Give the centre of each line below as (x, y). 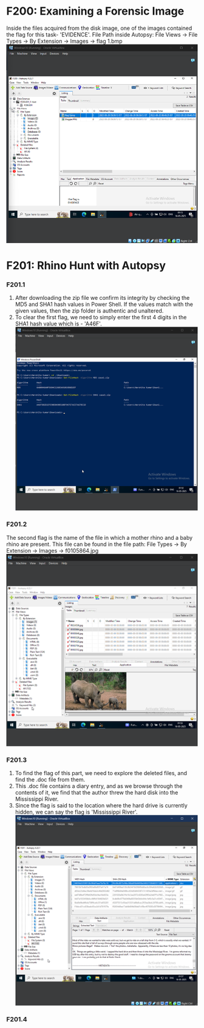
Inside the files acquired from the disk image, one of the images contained (99, 28)
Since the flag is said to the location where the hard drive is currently (101, 806)
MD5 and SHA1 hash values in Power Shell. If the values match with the (104, 304)
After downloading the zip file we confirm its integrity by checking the (102, 298)
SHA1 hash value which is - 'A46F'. (58, 324)
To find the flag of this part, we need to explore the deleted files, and (101, 773)
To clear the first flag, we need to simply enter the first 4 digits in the (101, 317)
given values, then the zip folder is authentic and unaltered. (89, 311)
